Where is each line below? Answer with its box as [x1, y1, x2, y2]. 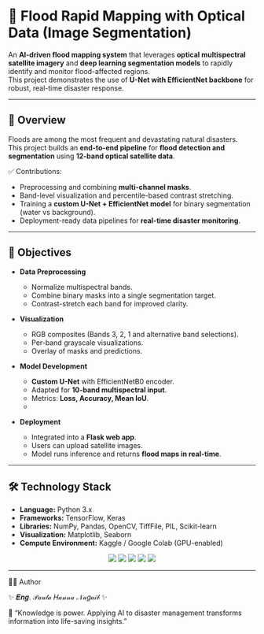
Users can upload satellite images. [31, 440, 143, 450]
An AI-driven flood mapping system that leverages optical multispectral [8, 50, 246, 59]
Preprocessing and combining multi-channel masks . [19, 182, 192, 191]
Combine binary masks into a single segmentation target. [31, 291, 216, 300]
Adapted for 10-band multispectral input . [31, 385, 167, 395]
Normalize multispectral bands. [31, 282, 133, 291]
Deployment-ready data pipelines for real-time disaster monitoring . [19, 216, 241, 225]
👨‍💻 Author [8, 577, 42, 587]
